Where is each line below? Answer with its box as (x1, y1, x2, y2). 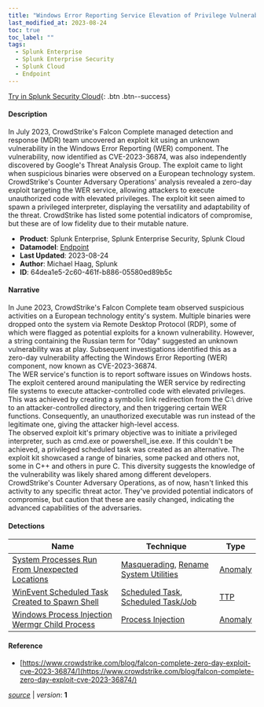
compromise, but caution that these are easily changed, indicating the (8, 495, 235, 504)
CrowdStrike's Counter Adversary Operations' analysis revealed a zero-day (8, 177, 252, 186)
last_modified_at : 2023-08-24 (8, 19, 108, 27)
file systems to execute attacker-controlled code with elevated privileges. (8, 386, 246, 396)
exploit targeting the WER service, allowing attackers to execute (8, 185, 214, 195)
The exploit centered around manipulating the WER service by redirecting (8, 378, 246, 387)
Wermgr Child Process (12, 619, 96, 630)
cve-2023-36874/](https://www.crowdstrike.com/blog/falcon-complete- (19, 667, 255, 676)
